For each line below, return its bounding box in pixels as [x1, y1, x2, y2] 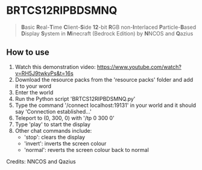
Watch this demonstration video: [14, 63, 96, 70]
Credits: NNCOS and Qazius [6, 157, 77, 165]
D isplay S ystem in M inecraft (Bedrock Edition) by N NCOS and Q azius [21, 29, 194, 37]
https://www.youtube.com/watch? [96, 63, 182, 70]
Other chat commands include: [14, 127, 92, 134]
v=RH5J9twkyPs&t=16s [14, 70, 74, 77]
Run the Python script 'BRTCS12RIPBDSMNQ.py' [14, 95, 136, 102]
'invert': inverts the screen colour [24, 139, 107, 147]
